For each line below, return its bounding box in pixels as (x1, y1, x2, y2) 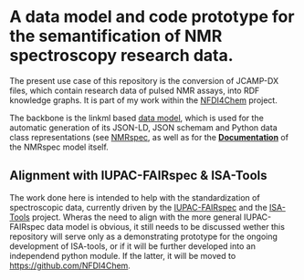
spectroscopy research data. (9, 46, 235, 66)
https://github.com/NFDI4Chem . (9, 260, 131, 271)
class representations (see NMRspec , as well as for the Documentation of (9, 131, 289, 142)
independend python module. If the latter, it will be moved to (9, 250, 236, 261)
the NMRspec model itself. (9, 141, 110, 152)
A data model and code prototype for (9, 6, 295, 27)
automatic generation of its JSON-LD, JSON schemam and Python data (9, 121, 278, 133)
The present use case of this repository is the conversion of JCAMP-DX (9, 75, 279, 86)
